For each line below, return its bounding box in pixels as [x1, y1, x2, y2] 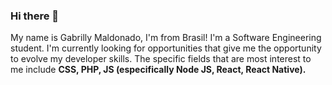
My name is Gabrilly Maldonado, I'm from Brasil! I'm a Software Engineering [10, 32, 322, 44]
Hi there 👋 [10, 9, 60, 23]
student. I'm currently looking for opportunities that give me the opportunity [10, 42, 322, 54]
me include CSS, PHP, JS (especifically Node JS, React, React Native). [10, 64, 307, 76]
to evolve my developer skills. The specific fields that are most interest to [10, 53, 312, 65]
